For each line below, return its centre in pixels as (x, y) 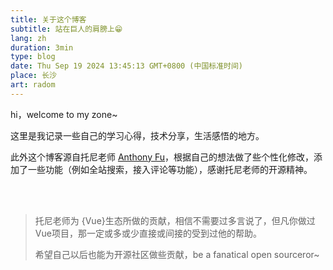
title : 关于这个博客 (48, 19)
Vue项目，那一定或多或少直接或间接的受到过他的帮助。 (148, 233)
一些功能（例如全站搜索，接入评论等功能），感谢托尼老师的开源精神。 (170, 169)
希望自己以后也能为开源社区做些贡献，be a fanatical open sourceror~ (177, 254)
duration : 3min (42, 47)
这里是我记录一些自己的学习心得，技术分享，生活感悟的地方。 (137, 135)
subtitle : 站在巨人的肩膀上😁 (66, 29)
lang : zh (28, 38)
